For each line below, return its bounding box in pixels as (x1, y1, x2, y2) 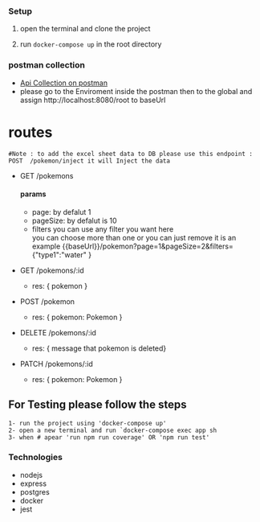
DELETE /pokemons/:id (19, 327, 96, 337)
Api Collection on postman (19, 78, 108, 88)
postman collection (8, 60, 86, 71)
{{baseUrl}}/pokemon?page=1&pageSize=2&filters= (62, 241, 234, 251)
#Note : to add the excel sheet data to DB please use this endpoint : (8, 150, 253, 158)
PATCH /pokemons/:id (19, 359, 94, 368)
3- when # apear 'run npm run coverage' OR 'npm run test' (8, 433, 210, 442)
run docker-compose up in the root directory (19, 39, 162, 49)
